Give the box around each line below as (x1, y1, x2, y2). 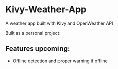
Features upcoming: (5, 44, 70, 53)
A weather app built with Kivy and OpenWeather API (5, 20, 113, 26)
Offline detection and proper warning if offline (12, 58, 108, 64)
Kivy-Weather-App (5, 4, 87, 15)
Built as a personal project (5, 30, 60, 36)
